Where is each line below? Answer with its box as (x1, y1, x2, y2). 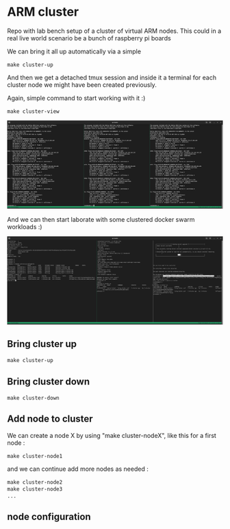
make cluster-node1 (7, 452, 63, 459)
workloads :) (7, 223, 42, 231)
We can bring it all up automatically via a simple (7, 47, 142, 55)
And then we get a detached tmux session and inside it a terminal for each (7, 73, 217, 81)
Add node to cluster (7, 413, 94, 425)
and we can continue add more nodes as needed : (7, 465, 149, 473)
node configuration (7, 511, 91, 523)
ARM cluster (7, 4, 79, 20)
